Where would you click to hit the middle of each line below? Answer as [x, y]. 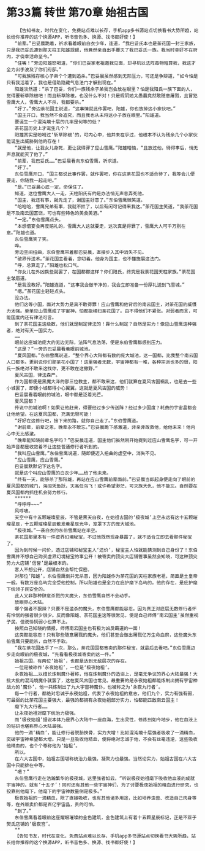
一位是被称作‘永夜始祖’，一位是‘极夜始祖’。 [63, 667]
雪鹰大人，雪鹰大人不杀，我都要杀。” [45, 102]
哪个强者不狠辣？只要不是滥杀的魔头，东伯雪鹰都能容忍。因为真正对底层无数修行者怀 [106, 608]
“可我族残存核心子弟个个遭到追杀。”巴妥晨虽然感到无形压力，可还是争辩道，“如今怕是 [106, 76]
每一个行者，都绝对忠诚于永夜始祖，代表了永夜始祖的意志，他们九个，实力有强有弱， [106, 694]
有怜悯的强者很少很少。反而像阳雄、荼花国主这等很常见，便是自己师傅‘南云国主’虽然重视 [102, 615]
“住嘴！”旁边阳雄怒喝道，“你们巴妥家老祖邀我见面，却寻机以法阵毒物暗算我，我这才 [105, 63]
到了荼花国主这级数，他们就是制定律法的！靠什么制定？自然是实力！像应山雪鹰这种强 [106, 324]
